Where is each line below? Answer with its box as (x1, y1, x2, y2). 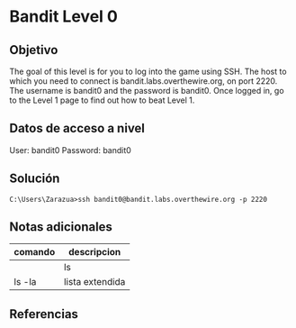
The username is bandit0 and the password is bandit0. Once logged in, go (9, 86, 285, 96)
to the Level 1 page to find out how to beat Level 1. (9, 95, 195, 105)
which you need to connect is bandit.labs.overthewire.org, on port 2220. (9, 76, 278, 87)
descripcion (68, 246, 121, 259)
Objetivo (9, 42, 58, 58)
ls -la (13, 276, 37, 288)
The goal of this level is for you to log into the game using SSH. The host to (9, 66, 287, 77)
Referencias (9, 306, 79, 322)
